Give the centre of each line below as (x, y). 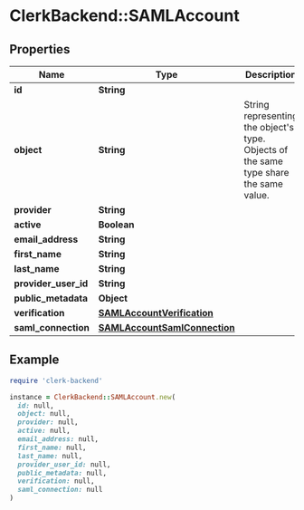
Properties (40, 49)
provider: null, (48, 422)
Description (271, 75)
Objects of (266, 150)
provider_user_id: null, (64, 464)
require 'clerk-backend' (56, 380)
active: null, (44, 431)
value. (256, 195)
